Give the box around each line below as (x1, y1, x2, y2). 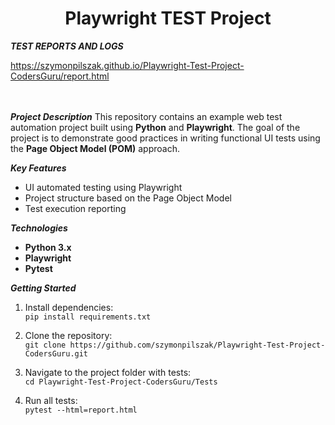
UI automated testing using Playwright (24, 181, 183, 193)
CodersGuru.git (24, 348, 89, 359)
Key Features (10, 162, 67, 174)
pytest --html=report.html (24, 405, 138, 415)
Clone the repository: (24, 329, 113, 341)
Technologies (10, 222, 68, 234)
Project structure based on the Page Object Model (24, 192, 232, 204)
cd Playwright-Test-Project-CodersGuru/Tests (24, 377, 218, 387)
